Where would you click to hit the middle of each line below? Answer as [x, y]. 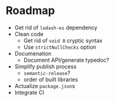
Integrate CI [29, 92]
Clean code [29, 34]
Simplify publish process [45, 66]
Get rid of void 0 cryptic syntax [63, 40]
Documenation [33, 53]
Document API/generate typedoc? [66, 60]
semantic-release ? [47, 73]
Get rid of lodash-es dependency [56, 27]
